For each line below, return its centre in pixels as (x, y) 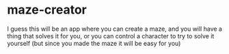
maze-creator (47, 10)
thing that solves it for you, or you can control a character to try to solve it (111, 36)
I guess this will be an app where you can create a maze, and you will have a (114, 29)
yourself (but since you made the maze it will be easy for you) (94, 43)
